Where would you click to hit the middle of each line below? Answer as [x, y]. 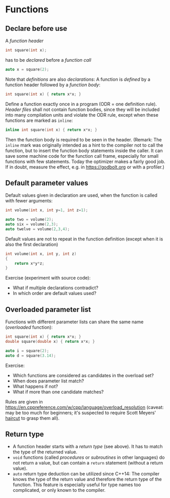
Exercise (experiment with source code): [48, 278]
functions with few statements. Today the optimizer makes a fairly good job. [85, 161]
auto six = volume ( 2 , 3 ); [32, 225]
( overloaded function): [29, 327]
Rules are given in [24, 401]
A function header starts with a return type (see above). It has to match [88, 447]
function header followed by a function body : [53, 85]
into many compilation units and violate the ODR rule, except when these [82, 115]
